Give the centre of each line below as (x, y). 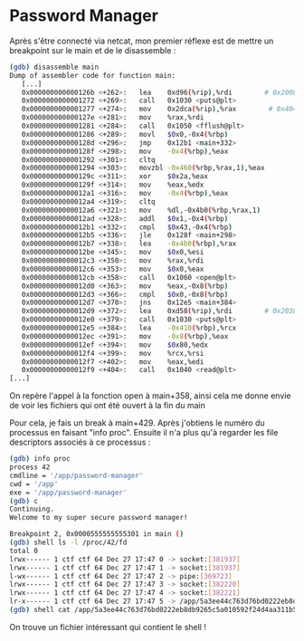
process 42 (30, 467)
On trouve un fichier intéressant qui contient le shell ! (108, 627)
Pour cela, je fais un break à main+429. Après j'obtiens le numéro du (137, 423)
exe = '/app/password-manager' (68, 493)
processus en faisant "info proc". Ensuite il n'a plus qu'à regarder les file (144, 433)
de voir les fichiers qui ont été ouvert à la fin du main (107, 406)
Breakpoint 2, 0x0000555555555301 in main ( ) (96, 534)
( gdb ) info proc (40, 459)
